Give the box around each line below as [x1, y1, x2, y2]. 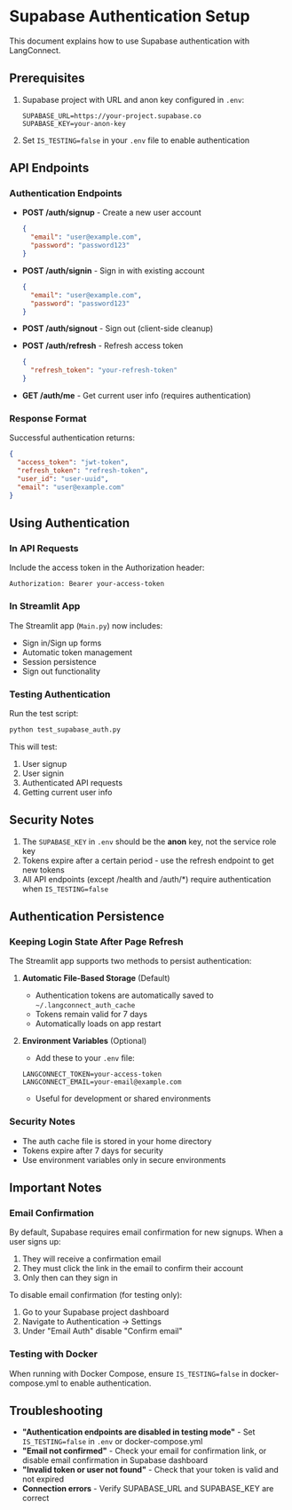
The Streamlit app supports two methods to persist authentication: [9, 956, 252, 967]
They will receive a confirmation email [21, 1253, 162, 1264]
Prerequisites [9, 71, 85, 86]
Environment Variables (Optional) [21, 1036, 147, 1047]
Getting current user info [21, 787, 113, 797]
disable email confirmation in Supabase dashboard [21, 1455, 209, 1466]
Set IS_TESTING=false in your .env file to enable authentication [21, 135, 250, 146]
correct [21, 1493, 50, 1504]
